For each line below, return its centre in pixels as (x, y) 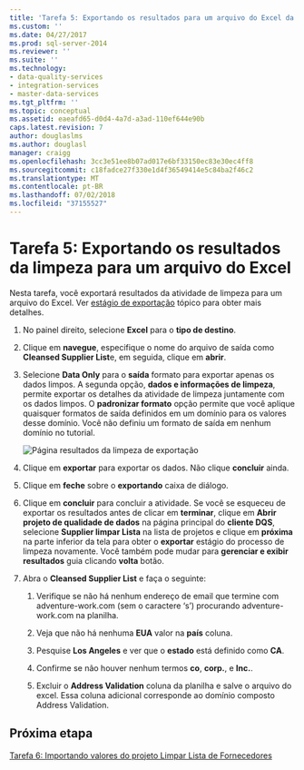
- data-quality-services (56, 77)
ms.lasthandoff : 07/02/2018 (63, 195)
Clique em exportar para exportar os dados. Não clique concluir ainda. (156, 468)
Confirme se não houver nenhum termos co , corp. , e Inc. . (144, 667)
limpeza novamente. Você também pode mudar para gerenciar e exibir (155, 551)
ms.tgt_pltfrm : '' (44, 102)
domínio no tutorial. (59, 432)
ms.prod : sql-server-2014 (58, 43)
